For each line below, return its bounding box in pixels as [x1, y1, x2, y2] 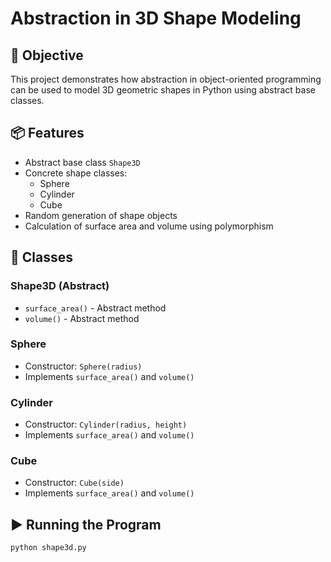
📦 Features [10, 125, 85, 142]
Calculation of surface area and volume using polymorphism [24, 220, 274, 232]
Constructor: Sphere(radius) [24, 360, 143, 372]
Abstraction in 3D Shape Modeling [10, 7, 302, 30]
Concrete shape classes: [24, 167, 128, 179]
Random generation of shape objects [24, 209, 178, 221]
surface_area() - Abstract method [24, 302, 167, 314]
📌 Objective [10, 47, 84, 64]
